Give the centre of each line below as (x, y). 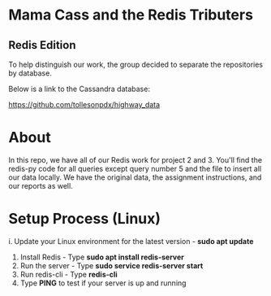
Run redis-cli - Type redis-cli (69, 274)
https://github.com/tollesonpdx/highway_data (84, 104)
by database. (30, 73)
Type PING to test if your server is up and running (103, 283)
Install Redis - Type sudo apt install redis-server (102, 257)
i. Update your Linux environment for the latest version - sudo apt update (131, 241)
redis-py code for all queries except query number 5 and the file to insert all (135, 168)
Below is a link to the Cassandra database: (79, 89)
